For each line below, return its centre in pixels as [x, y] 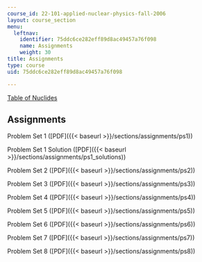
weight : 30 [35, 53]
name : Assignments [46, 46]
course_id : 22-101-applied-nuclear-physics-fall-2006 [87, 14]
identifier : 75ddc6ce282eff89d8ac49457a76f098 [88, 40]
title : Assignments [35, 59]
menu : [15, 26]
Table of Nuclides [32, 97]
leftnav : [26, 33]
